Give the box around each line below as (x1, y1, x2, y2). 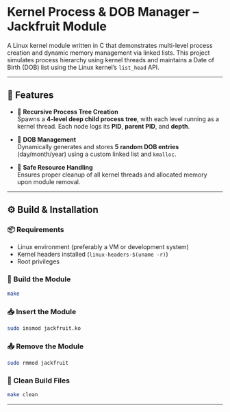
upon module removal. (16, 177, 81, 185)
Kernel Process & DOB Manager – (7, 4, 199, 20)
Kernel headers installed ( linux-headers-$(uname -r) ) (16, 250, 169, 259)
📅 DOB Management (16, 135, 77, 144)
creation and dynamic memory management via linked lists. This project (7, 49, 210, 57)
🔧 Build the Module (7, 274, 71, 284)
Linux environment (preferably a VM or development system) (16, 243, 190, 251)
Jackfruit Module (7, 18, 107, 34)
